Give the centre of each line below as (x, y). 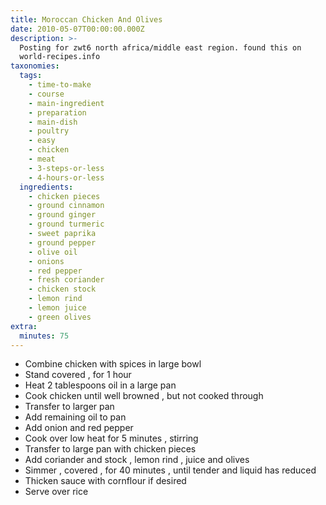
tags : (31, 76)
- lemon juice (57, 308)
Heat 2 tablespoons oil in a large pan (100, 385)
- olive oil (53, 252)
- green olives (60, 317)
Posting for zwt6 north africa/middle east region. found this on (160, 47)
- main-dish (53, 122)
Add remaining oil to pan (75, 417)
